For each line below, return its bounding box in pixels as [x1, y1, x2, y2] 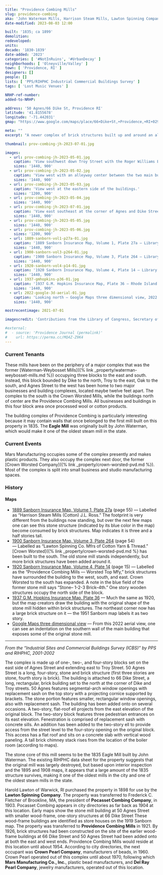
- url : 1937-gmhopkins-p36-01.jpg [9, 277, 79, 282]
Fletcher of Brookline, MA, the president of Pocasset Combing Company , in [5, 797, 158, 803]
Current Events [5, 440, 42, 447]
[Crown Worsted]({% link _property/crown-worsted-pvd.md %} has [12, 548, 147, 554]
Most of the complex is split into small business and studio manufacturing [5, 467, 152, 473]
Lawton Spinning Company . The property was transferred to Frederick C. [5, 792, 153, 798]
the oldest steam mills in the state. [5, 778, 74, 784]
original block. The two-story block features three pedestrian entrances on [5, 711, 154, 717]
